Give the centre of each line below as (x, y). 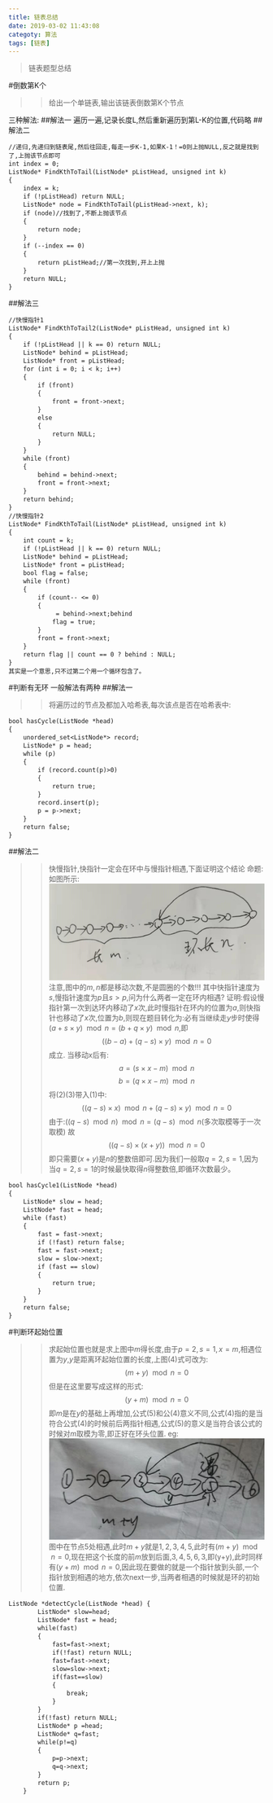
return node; (60, 230)
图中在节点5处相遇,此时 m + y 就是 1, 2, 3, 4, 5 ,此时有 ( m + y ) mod (153, 1546)
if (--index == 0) (54, 246)
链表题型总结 (50, 68)
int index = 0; (34, 164)
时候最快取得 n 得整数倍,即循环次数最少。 (168, 1169)
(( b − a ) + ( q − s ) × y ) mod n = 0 (156, 1041)
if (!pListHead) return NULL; (74, 197)
